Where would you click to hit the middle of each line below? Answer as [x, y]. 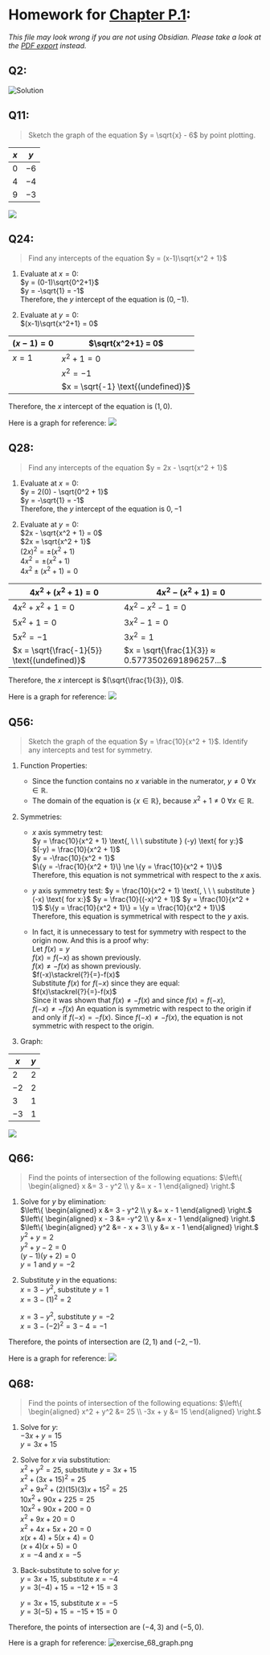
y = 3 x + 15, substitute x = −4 [69, 1579]
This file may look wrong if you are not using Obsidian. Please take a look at [135, 37]
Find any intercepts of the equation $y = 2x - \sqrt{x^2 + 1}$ [127, 467]
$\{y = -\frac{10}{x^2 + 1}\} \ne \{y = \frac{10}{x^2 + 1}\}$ [127, 866]
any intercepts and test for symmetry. [90, 750]
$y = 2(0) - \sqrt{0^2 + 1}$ [64, 491]
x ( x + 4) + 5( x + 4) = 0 [57, 1538]
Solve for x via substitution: [65, 1460]
